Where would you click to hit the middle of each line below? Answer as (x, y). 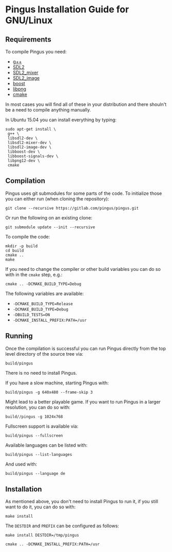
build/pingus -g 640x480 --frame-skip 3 (49, 392)
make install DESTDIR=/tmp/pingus (42, 536)
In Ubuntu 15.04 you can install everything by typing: (61, 120)
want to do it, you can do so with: (41, 507)
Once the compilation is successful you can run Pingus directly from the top (85, 348)
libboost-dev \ (24, 152)
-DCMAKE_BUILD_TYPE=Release (43, 304)
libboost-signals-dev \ (33, 156)
